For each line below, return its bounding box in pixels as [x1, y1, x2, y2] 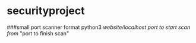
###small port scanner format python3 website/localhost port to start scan [7, 24, 191, 31]
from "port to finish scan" [7, 29, 69, 37]
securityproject [7, 4, 85, 18]
